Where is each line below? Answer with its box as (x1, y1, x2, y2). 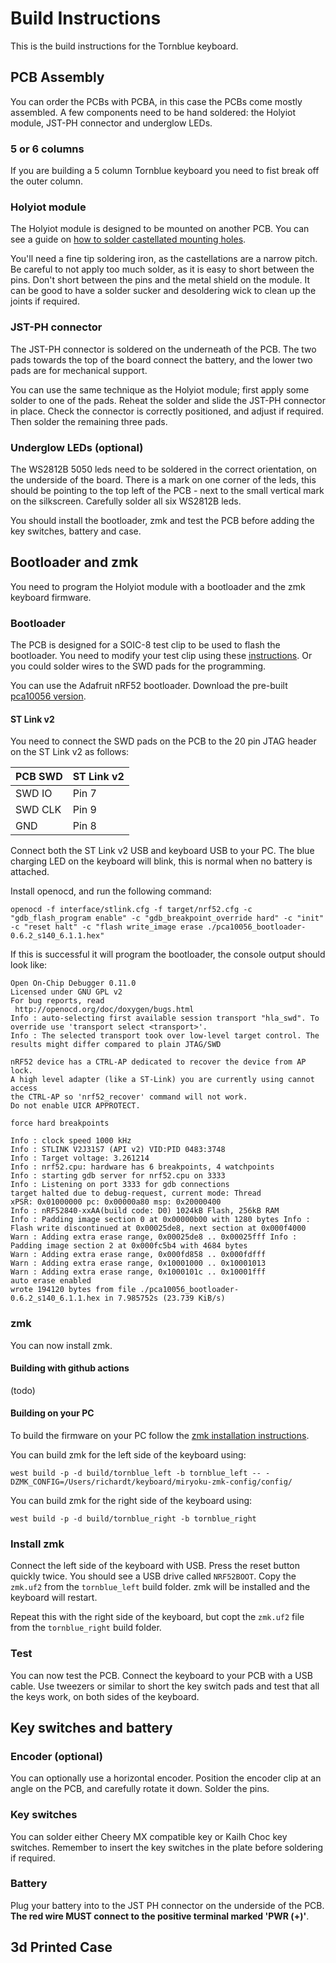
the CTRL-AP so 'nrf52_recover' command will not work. (10, 1092, 248, 1102)
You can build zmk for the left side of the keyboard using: (10, 1448, 247, 1461)
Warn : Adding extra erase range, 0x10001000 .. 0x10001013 (10, 1258, 267, 1269)
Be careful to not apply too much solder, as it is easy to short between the (10, 263, 315, 276)
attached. (10, 866, 50, 878)
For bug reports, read (10, 996, 105, 1006)
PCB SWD (15, 770, 63, 784)
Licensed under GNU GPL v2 (10, 987, 123, 997)
